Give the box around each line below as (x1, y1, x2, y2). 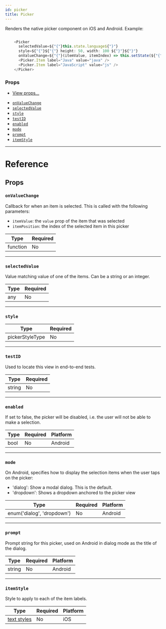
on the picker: (5, 475, 34, 481)
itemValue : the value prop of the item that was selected (12, 218, 125, 224)
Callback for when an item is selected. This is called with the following (5, 203, 148, 209)
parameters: (5, 208, 30, 214)
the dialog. (5, 545, 27, 551)
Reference (5, 159, 48, 170)
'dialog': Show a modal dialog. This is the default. (12, 484, 113, 491)
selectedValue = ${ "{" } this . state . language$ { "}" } (18, 44, 119, 49)
